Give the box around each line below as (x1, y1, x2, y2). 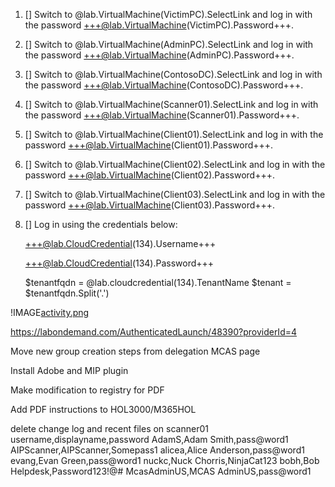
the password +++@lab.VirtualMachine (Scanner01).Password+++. (24, 109, 300, 121)
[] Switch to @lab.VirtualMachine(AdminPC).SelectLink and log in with (24, 39, 314, 50)
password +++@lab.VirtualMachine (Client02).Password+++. (24, 169, 275, 181)
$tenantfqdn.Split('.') (24, 287, 110, 299)
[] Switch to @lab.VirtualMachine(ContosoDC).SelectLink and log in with (24, 69, 323, 80)
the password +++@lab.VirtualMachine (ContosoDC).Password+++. (24, 79, 304, 91)
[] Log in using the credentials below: (24, 219, 178, 230)
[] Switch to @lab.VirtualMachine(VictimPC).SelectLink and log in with (24, 9, 313, 20)
